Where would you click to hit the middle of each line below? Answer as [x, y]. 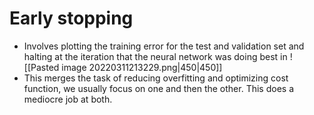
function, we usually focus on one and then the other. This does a [159, 88]
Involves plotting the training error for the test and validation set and [164, 46]
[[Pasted [41, 67]
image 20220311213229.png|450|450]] [142, 67]
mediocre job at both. [68, 99]
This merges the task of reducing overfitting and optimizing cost [156, 78]
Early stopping [71, 18]
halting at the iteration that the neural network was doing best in [155, 56]
